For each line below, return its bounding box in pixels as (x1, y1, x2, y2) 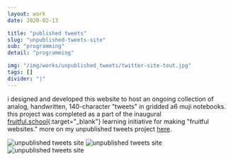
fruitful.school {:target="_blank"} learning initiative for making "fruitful (7, 117, 209, 126)
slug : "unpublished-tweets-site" (7, 36, 106, 43)
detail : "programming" (7, 49, 74, 56)
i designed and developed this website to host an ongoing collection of (7, 95, 214, 103)
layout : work (7, 10, 46, 18)
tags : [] (7, 68, 33, 76)
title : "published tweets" (7, 30, 87, 37)
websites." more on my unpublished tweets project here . (7, 124, 172, 133)
